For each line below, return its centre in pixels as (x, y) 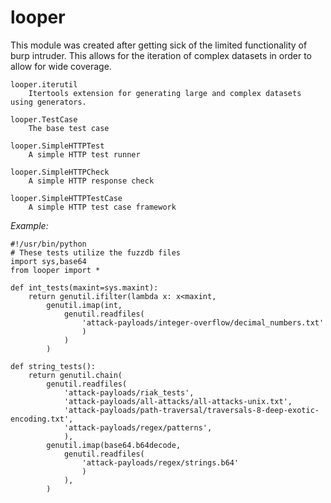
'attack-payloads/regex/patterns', (138, 427)
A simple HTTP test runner (84, 154)
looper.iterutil (44, 84)
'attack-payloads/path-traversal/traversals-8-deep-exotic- (191, 410)
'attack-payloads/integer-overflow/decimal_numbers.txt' (203, 322)
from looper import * (55, 270)
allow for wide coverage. (61, 66)
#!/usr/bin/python (48, 244)
